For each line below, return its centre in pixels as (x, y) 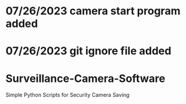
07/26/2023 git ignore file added (89, 51)
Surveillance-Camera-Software (86, 78)
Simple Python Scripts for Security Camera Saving (68, 95)
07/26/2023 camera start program (93, 11)
